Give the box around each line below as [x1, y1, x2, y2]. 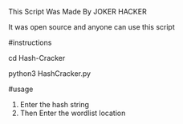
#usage [8, 84, 34, 94]
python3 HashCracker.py [8, 69, 91, 78]
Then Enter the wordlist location [19, 108, 126, 118]
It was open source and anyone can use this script [8, 22, 175, 31]
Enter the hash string [19, 100, 90, 109]
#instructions [8, 38, 52, 47]
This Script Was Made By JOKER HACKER [8, 7, 147, 16]
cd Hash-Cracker [8, 54, 66, 62]
